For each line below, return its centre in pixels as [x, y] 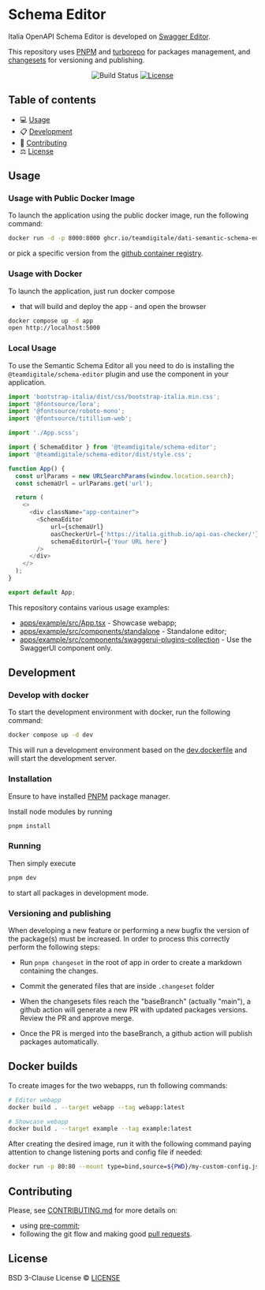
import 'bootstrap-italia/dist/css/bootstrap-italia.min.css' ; [114, 397]
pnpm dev [22, 878]
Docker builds [43, 1066]
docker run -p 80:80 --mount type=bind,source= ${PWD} [99, 1167]
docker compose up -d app [50, 321]
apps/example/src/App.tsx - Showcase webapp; [98, 623]
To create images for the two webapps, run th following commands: [118, 1085]
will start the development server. [62, 759]
